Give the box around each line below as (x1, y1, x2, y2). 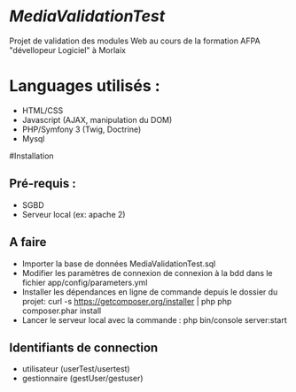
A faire (9, 234, 47, 250)
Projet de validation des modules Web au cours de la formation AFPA (9, 35, 261, 46)
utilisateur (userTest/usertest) (21, 364, 130, 374)
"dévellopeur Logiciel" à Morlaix (9, 44, 127, 55)
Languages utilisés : (9, 76, 161, 96)
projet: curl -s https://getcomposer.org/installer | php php (21, 296, 232, 306)
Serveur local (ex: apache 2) (21, 209, 126, 219)
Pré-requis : (9, 176, 77, 191)
